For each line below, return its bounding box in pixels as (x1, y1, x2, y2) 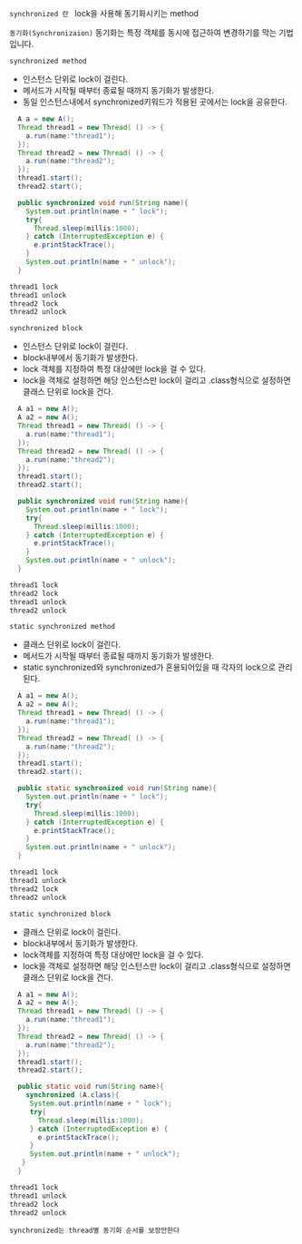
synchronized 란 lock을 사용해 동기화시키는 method (9, 8, 200, 18)
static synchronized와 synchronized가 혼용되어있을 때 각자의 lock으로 (22, 661, 277, 673)
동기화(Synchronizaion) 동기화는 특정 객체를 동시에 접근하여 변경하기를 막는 (9, 27, 278, 38)
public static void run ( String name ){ (17, 1082, 165, 1092)
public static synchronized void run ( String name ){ (17, 784, 218, 793)
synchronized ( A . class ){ (25, 1091, 120, 1100)
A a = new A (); (17, 114, 75, 123)
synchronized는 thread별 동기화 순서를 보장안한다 (9, 1226, 180, 1236)
